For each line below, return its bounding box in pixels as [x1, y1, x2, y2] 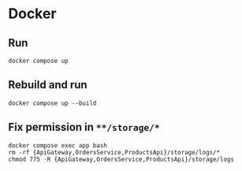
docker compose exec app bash [8, 141, 108, 150]
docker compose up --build [8, 99, 97, 107]
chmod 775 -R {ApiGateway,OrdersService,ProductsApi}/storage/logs [8, 155, 235, 163]
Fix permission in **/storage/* [8, 121, 160, 134]
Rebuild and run [8, 78, 88, 91]
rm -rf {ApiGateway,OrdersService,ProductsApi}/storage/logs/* [8, 148, 221, 156]
